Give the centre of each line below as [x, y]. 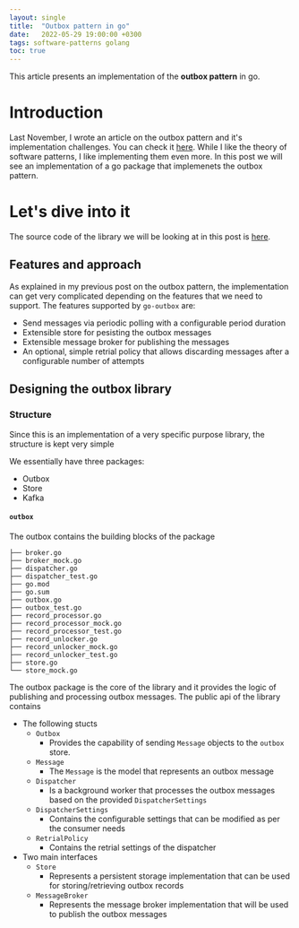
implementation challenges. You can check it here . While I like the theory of [148, 147]
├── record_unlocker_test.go [64, 655]
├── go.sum [30, 592]
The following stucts [60, 724]
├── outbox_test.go [46, 607]
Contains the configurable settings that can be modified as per [164, 819]
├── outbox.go [36, 600]
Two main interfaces [60, 856]
